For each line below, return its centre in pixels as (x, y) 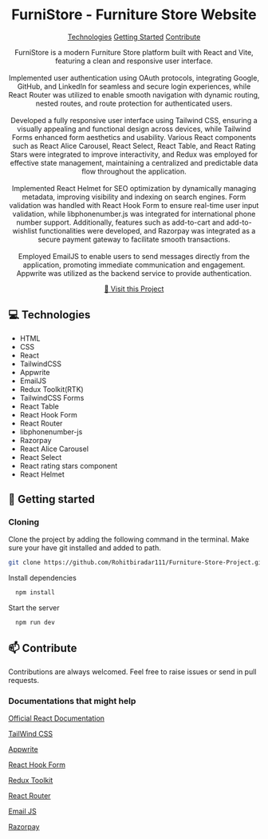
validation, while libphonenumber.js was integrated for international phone (134, 214)
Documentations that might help (72, 701)
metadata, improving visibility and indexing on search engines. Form (134, 197)
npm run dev (35, 623)
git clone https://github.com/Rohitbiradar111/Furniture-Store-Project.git (137, 563)
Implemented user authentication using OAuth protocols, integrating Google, (134, 78)
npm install (35, 593)
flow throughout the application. (134, 171)
